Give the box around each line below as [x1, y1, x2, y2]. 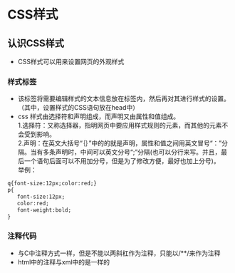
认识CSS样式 [7, 37, 65, 49]
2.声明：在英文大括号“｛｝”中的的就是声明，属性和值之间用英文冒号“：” [17, 139, 222, 148]
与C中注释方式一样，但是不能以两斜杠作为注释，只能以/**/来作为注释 [17, 249, 221, 257]
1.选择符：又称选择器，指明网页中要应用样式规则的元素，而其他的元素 [17, 121, 222, 130]
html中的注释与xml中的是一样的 [17, 257, 110, 266]
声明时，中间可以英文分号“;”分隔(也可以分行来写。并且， [55, 148, 221, 157]
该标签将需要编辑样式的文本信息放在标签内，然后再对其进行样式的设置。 [17, 94, 230, 103]
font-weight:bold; [16, 206, 72, 214]
